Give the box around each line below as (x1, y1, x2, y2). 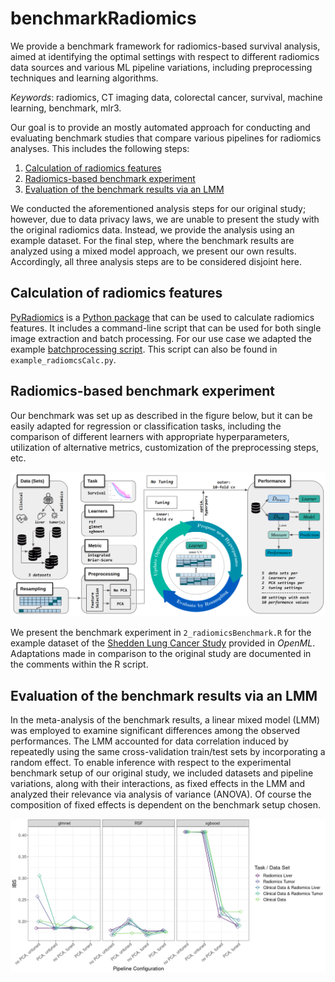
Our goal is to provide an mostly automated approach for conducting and (10, 121, 311, 133)
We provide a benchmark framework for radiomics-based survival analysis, (10, 40, 321, 52)
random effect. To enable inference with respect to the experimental (10, 757, 292, 769)
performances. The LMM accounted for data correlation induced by (10, 735, 289, 747)
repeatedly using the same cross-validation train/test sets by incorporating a (10, 746, 326, 758)
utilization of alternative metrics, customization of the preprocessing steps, (10, 441, 319, 453)
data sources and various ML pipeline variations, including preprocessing (10, 61, 313, 73)
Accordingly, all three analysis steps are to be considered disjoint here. (10, 255, 302, 267)
